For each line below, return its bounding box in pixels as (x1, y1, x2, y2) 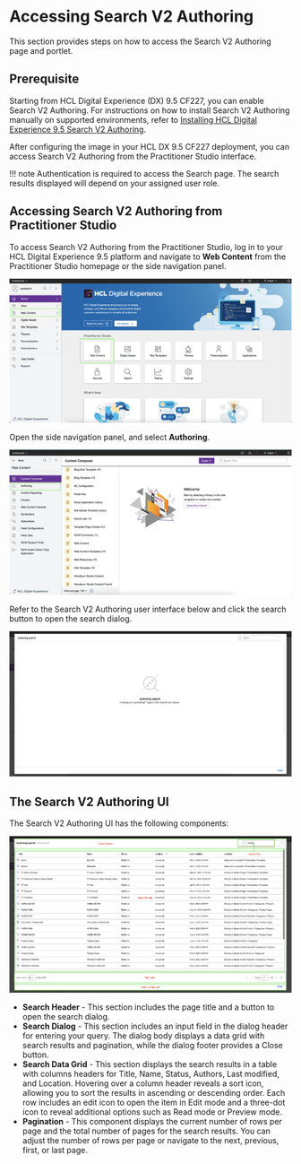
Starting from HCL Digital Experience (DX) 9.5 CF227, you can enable (9, 95, 264, 106)
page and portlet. (9, 45, 73, 56)
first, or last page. (21, 1145, 88, 1156)
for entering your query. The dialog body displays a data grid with (21, 1030, 265, 1041)
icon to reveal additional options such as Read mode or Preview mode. (21, 1107, 283, 1117)
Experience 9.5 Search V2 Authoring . (9, 124, 146, 135)
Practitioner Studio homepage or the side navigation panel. (9, 260, 227, 271)
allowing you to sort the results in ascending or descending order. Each (21, 1088, 286, 1099)
